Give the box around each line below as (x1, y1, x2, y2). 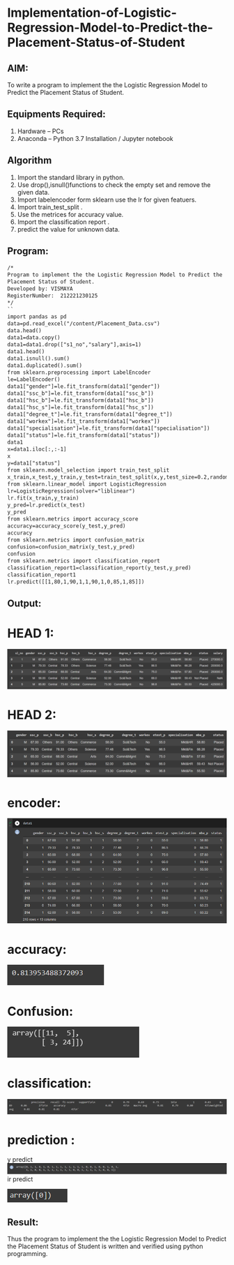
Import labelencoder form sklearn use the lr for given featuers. (17, 195, 197, 204)
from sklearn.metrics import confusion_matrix (7, 537, 145, 544)
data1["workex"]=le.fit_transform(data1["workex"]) (7, 418, 160, 425)
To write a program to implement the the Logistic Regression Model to (7, 81, 208, 89)
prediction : (7, 1132, 75, 1148)
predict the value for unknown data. (17, 225, 120, 233)
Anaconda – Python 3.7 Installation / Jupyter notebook (17, 134, 173, 142)
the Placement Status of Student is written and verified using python (7, 1242, 203, 1250)
